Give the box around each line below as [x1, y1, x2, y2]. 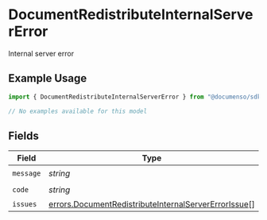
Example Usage [8, 71, 87, 85]
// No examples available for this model [8, 107, 148, 115]
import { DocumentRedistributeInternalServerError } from [8, 93, 204, 101]
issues [12, 200, 37, 209]
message [12, 168, 41, 178]
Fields [8, 129, 40, 142]
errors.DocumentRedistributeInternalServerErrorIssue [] [48, 199, 256, 210]
